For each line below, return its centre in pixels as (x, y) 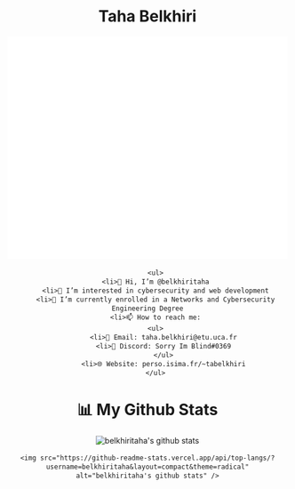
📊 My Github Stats (147, 410)
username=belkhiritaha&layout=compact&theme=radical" (147, 467)
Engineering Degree (147, 309)
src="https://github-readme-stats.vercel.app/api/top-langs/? (157, 458)
